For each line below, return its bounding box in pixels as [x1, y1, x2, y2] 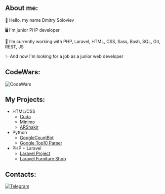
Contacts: [5, 170, 37, 179]
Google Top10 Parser [19, 140, 63, 146]
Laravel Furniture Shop [19, 156, 66, 162]
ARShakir [19, 124, 39, 130]
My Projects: [5, 96, 45, 104]
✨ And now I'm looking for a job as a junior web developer [5, 53, 124, 59]
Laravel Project [19, 150, 50, 156]
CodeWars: [5, 68, 41, 76]
